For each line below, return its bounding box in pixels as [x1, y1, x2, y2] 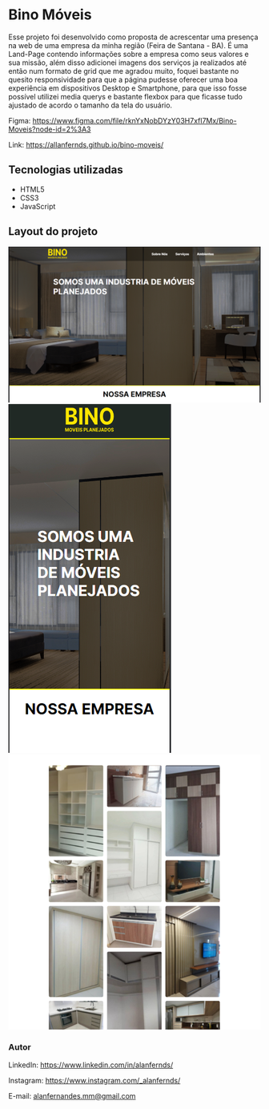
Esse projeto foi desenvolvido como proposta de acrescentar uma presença [8, 32, 259, 42]
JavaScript [19, 201, 56, 211]
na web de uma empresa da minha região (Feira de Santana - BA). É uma [8, 40, 248, 50]
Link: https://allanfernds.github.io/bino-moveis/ [8, 140, 164, 149]
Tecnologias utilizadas [8, 163, 123, 177]
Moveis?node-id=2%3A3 [8, 124, 91, 134]
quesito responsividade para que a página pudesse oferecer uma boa [8, 75, 239, 84]
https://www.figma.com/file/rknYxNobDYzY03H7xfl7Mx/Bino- [32, 115, 238, 125]
